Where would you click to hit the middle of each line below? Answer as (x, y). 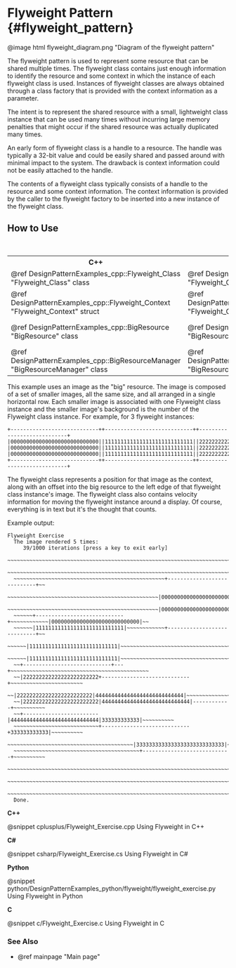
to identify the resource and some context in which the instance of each (111, 76)
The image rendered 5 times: (56, 542)
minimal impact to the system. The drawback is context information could (113, 162)
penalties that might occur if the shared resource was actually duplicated (113, 126)
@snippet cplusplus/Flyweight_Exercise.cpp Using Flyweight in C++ (106, 826)
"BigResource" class (45, 336)
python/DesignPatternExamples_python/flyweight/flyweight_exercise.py (112, 888)
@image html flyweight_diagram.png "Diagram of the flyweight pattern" (111, 47)
